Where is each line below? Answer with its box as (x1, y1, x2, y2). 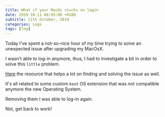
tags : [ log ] (5, 26, 30, 32)
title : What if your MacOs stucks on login (5, 7, 99, 13)
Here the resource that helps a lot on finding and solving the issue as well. (5, 71, 160, 77)
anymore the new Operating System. (5, 86, 82, 92)
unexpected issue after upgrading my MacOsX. (5, 46, 104, 52)
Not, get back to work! (5, 106, 52, 112)
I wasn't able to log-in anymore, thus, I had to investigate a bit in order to (5, 55, 157, 62)
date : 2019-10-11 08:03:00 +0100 (5, 12, 76, 17)
